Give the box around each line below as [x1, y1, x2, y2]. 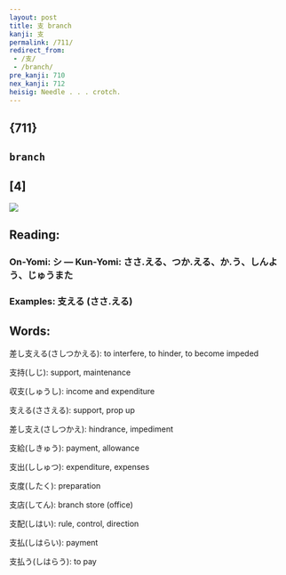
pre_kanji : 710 [9, 71, 66, 80]
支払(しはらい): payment [9, 538, 99, 548]
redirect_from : [9, 46, 66, 55]
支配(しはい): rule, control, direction [9, 518, 139, 530]
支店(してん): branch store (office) [9, 499, 133, 510]
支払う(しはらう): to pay [9, 556, 98, 567]
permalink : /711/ [9, 37, 74, 47]
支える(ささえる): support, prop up [9, 405, 135, 416]
